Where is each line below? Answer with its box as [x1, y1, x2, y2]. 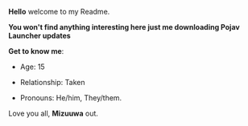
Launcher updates [8, 31, 71, 40]
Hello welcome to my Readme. [8, 7, 110, 16]
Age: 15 [19, 62, 46, 71]
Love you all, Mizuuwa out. [8, 108, 99, 118]
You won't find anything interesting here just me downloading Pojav [8, 22, 240, 31]
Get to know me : [8, 47, 64, 55]
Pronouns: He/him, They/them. [19, 93, 122, 103]
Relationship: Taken [19, 78, 85, 87]
